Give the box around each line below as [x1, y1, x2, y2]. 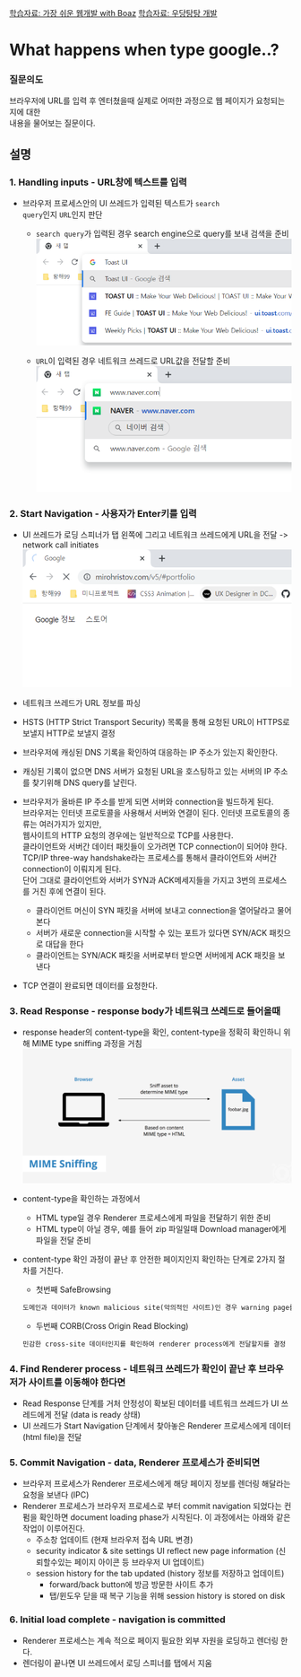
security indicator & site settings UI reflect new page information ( [35, 1546, 279, 1557]
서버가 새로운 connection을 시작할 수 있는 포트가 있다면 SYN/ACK [35, 927, 268, 938]
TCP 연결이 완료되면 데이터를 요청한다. [21, 980, 159, 991]
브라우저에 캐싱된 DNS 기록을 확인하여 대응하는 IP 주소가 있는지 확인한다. [21, 747, 279, 757]
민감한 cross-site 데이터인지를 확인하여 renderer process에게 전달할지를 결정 [21, 1340, 287, 1349]
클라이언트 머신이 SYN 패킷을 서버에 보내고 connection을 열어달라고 [35, 904, 276, 915]
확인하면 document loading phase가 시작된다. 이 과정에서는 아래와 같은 [39, 1512, 291, 1523]
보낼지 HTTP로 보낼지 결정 [21, 728, 116, 738]
